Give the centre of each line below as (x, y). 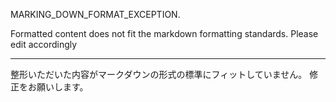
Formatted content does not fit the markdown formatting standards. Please (164, 33)
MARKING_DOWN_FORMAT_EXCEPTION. (95, 14)
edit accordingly (44, 44)
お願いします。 (58, 87)
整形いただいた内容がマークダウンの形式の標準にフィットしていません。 (159, 74)
